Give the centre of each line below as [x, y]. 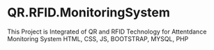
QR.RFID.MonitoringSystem [89, 13]
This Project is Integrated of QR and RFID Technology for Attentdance [107, 32]
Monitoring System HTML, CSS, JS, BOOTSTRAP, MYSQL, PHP [98, 38]
